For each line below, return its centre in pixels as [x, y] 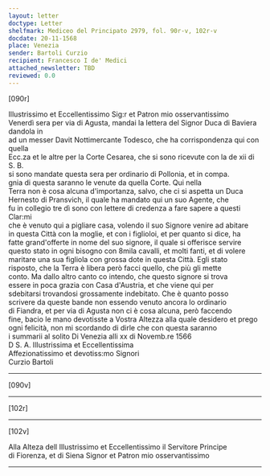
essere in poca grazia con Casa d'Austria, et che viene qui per [111, 285]
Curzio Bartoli [31, 362]
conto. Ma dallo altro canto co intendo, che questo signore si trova [118, 276]
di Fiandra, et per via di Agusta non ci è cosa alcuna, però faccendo [121, 310]
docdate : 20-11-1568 [43, 38]
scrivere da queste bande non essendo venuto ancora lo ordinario [118, 302]
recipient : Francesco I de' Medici [68, 61]
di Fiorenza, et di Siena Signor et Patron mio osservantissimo [109, 455]
